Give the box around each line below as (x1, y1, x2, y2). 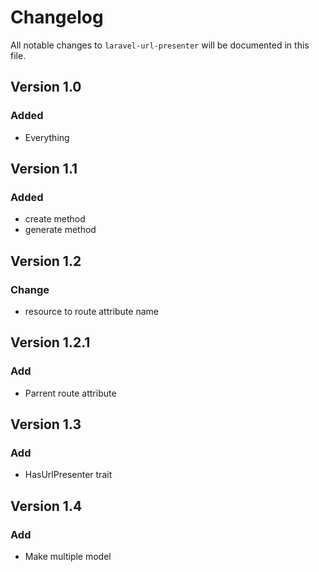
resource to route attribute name (24, 306, 159, 317)
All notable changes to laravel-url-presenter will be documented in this (10, 39, 310, 51)
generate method (24, 224, 97, 236)
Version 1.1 (10, 161, 78, 178)
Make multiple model (24, 551, 112, 563)
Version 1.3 (10, 416, 82, 433)
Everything (24, 131, 70, 143)
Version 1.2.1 (10, 334, 91, 351)
